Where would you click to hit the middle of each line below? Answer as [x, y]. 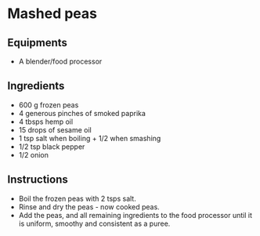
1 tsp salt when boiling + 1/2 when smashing [90, 138]
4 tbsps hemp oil [46, 122]
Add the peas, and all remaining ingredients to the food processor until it [135, 215]
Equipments [38, 43]
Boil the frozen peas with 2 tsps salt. [77, 198]
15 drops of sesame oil [55, 129]
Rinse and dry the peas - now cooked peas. [89, 207]
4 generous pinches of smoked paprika [82, 113]
